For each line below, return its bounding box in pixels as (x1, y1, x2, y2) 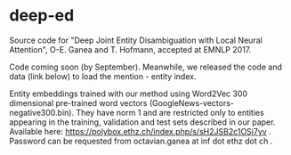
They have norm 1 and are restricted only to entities (75, 107, 264, 118)
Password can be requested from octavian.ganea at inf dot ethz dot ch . (9, 135, 273, 146)
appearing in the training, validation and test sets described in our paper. (9, 117, 276, 127)
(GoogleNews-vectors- (149, 97, 234, 108)
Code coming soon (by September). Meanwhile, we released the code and (9, 61, 282, 72)
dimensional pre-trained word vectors (9, 97, 148, 108)
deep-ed (9, 5, 75, 26)
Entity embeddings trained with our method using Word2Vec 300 (9, 88, 247, 99)
